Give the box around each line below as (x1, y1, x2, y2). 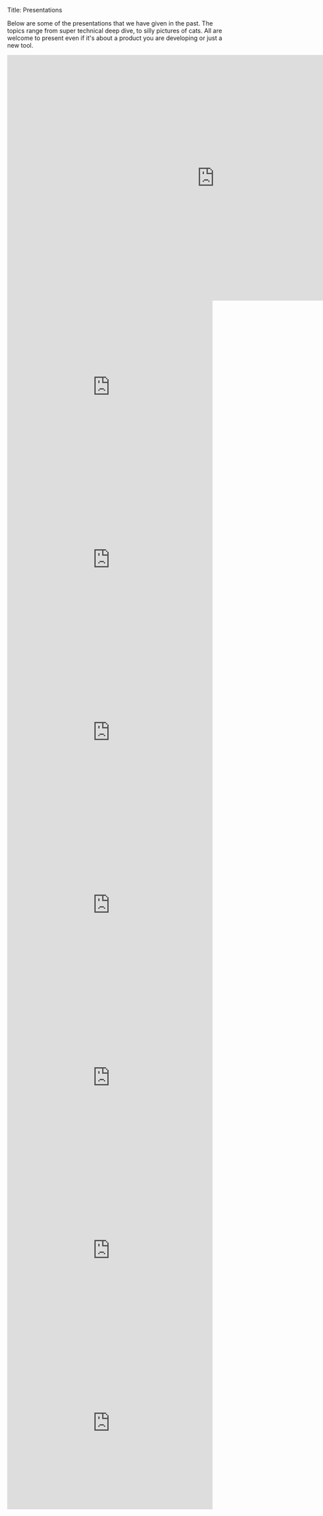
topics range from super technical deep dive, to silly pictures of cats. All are (7, 27, 222, 35)
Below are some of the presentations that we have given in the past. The (7, 19, 213, 27)
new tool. (7, 41, 34, 49)
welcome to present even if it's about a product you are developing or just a (7, 34, 223, 42)
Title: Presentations (7, 6, 63, 14)
